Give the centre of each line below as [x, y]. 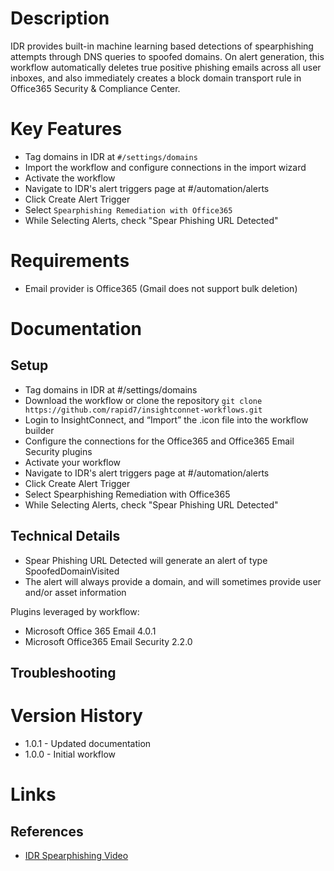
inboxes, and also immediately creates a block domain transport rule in [156, 78]
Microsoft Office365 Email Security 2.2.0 [108, 641]
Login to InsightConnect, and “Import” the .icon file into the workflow [166, 419]
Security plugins [58, 451]
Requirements [70, 261]
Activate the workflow [70, 178]
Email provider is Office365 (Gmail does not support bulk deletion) [161, 288]
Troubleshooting [63, 673]
